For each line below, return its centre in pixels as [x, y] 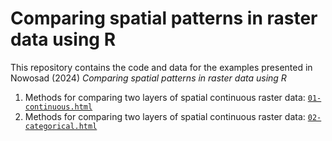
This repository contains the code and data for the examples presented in [161, 67]
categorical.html [61, 126]
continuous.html [58, 107]
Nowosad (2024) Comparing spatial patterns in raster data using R [148, 78]
